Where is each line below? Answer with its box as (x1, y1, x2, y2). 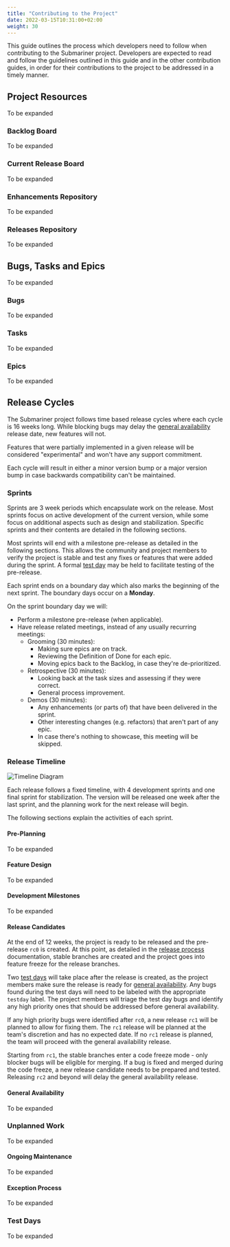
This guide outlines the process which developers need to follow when (7, 42, 207, 50)
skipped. (37, 740, 62, 748)
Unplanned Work (7, 1121, 65, 1131)
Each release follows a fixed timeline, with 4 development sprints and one (7, 785, 216, 794)
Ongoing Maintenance (7, 1153, 72, 1161)
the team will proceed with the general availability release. (7, 1038, 172, 1046)
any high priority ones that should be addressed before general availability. (7, 1002, 219, 1011)
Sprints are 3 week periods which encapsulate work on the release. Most (7, 503, 214, 512)
